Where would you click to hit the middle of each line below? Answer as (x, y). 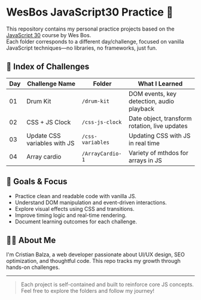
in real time (144, 143)
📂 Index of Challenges (48, 67)
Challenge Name (51, 83)
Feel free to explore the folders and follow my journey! (87, 291)
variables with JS (51, 143)
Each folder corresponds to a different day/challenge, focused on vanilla (95, 41)
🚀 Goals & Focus (37, 182)
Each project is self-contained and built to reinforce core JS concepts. (107, 284)
